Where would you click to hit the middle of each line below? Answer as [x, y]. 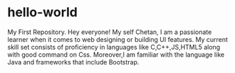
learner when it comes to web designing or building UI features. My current [117, 39]
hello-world [43, 12]
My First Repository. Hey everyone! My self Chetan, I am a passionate [110, 32]
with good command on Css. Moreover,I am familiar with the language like [116, 55]
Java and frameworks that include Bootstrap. [73, 62]
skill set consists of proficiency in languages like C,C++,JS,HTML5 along [114, 47]
